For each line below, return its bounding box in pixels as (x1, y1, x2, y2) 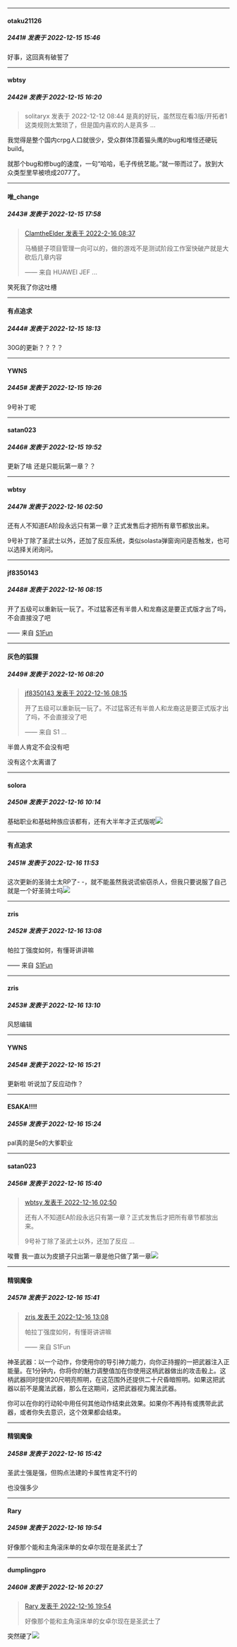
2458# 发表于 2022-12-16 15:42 (7, 1449, 102, 1457)
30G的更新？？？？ (7, 344, 63, 352)
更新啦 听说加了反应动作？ (7, 1079, 83, 1088)
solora (7, 781, 27, 789)
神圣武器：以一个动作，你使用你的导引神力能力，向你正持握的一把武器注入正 (7, 1357, 230, 1366)
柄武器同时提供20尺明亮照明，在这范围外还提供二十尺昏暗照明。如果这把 (7, 1375, 219, 1383)
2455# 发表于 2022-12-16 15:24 (7, 1119, 102, 1129)
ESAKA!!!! (7, 1102, 37, 1111)
